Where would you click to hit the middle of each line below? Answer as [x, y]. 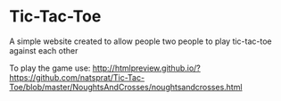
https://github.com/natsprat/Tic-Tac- [77, 77]
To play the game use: [50, 68]
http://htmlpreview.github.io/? [146, 68]
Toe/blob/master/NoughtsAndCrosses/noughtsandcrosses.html [126, 87]
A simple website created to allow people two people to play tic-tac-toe [140, 41]
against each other [44, 50]
